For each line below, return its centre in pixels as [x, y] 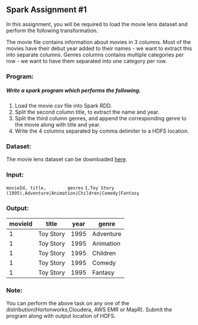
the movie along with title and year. [58, 124]
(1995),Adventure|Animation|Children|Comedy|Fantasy [73, 193]
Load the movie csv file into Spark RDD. [63, 105]
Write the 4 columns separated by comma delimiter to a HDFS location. [102, 131]
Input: [15, 174]
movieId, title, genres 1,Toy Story [60, 188]
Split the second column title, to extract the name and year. [87, 112]
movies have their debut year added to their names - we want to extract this [99, 48]
